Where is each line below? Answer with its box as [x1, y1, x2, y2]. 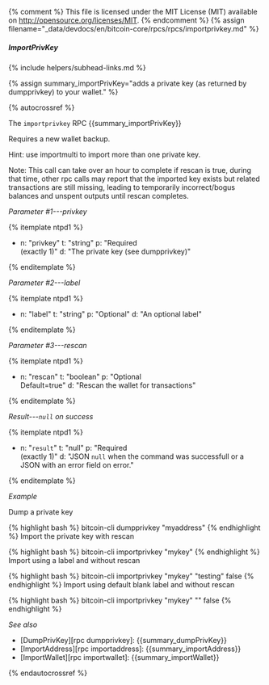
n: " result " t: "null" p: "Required [19, 443, 128, 452]
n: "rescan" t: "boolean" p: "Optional [19, 372, 141, 381]
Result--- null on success [8, 411, 94, 421]
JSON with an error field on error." [19, 460, 135, 469]
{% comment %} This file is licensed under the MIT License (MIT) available [8, 7, 258, 16]
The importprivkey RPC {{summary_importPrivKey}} [8, 118, 182, 128]
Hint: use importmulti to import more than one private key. [8, 149, 201, 159]
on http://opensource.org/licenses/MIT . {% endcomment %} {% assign [8, 15, 245, 25]
